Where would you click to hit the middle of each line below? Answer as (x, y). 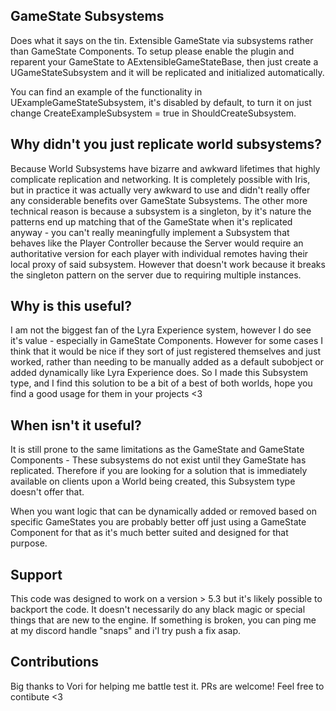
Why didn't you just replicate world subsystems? (166, 144)
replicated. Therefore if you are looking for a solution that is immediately (159, 471)
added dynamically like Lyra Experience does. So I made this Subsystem (159, 373)
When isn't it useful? (76, 425)
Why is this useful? (71, 306)
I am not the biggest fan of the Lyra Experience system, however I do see (161, 330)
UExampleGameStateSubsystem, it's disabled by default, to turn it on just (161, 102)
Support (36, 574)
